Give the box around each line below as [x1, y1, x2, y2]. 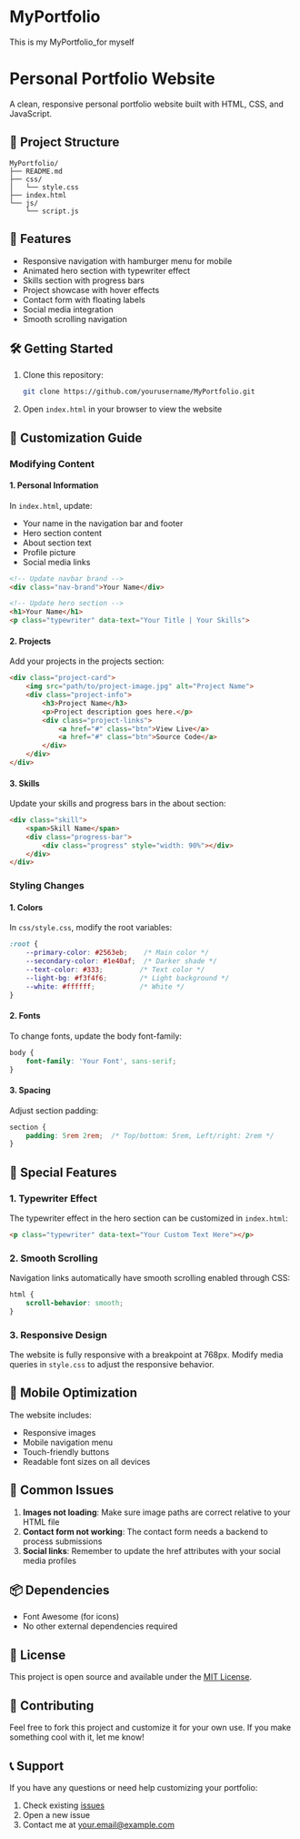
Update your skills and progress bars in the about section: [9, 798, 226, 809]
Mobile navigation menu [22, 1437, 114, 1448]
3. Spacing [9, 1085, 52, 1096]
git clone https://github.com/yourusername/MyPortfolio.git [22, 387, 255, 397]
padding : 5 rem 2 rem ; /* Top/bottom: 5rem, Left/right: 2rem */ [25, 1131, 275, 1140]
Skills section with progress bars [22, 275, 145, 286]
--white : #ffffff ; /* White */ [25, 981, 185, 991]
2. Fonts [9, 1011, 41, 1021]
